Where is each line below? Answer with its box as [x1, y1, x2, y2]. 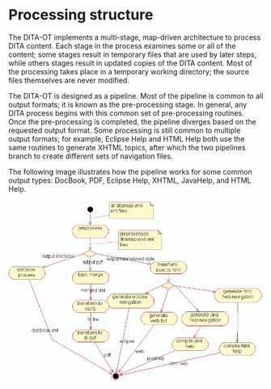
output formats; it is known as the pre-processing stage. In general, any [8, 99, 248, 109]
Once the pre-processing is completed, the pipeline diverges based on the [8, 116, 256, 126]
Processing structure [8, 6, 154, 24]
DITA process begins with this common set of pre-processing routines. [8, 108, 244, 118]
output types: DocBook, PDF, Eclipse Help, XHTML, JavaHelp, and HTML [8, 175, 252, 185]
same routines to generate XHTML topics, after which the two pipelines [8, 142, 246, 152]
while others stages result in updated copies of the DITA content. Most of [8, 58, 252, 68]
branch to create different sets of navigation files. [8, 151, 173, 161]
